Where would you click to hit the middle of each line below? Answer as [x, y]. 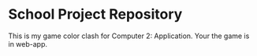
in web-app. [28, 44]
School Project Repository [95, 14]
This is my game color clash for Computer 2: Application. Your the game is [129, 36]
